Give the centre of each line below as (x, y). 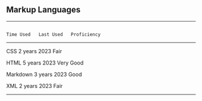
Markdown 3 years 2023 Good (44, 74)
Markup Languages (44, 10)
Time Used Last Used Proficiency (54, 34)
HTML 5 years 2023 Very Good (45, 63)
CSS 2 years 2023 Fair (34, 51)
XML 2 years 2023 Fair (35, 85)
